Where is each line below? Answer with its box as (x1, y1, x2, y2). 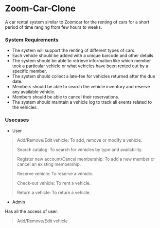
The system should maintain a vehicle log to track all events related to (12, 99, 152, 105)
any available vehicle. (12, 89, 55, 95)
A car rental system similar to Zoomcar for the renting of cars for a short (5, 19, 150, 25)
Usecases (5, 116, 29, 123)
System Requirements (5, 36, 59, 43)
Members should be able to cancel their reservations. (12, 94, 120, 100)
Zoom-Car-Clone (5, 3, 76, 14)
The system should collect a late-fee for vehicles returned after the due (12, 74, 156, 79)
